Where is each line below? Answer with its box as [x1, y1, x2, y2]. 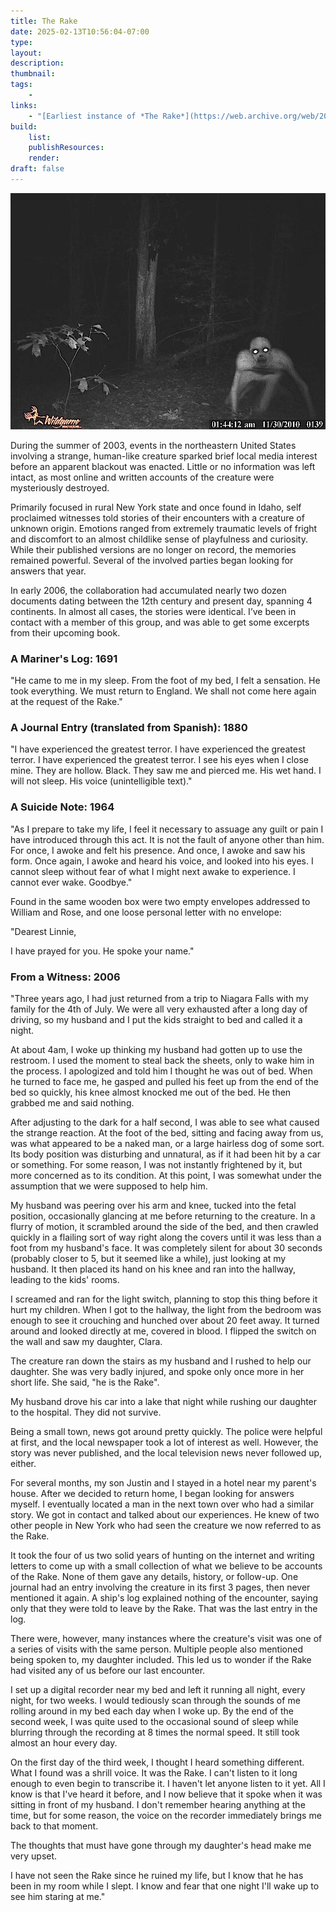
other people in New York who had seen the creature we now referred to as [10, 1520, 322, 1532]
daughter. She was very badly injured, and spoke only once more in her [10, 1366, 305, 1378]
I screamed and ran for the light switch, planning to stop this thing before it [10, 1293, 318, 1305]
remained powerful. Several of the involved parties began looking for [10, 554, 294, 566]
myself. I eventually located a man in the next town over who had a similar [10, 1498, 315, 1510]
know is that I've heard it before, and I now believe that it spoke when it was [10, 1788, 323, 1800]
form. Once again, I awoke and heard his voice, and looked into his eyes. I [10, 855, 314, 867]
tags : [10, 80, 33, 90]
